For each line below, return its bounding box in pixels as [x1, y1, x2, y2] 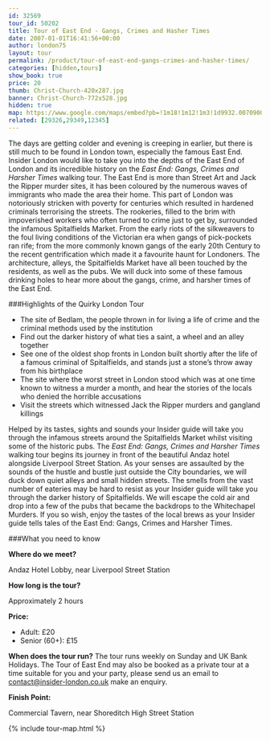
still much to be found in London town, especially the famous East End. [8, 146, 243, 157]
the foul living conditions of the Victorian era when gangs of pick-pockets [8, 232, 252, 242]
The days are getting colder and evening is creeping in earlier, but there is [8, 138, 253, 148]
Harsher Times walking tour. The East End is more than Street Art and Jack [8, 172, 256, 182]
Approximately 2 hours [8, 596, 84, 605]
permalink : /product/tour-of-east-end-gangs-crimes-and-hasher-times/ [8, 57, 250, 65]
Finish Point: [8, 692, 51, 702]
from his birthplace [19, 366, 83, 375]
